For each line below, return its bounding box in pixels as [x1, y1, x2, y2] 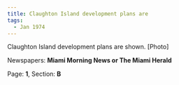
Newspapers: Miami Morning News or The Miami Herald [7, 56, 173, 65]
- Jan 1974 [13, 23, 45, 30]
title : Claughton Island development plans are [7, 10, 149, 18]
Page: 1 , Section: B [7, 70, 62, 78]
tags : [7, 17, 23, 24]
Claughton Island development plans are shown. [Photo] [7, 43, 169, 51]
